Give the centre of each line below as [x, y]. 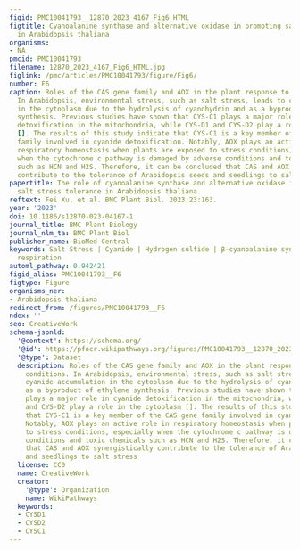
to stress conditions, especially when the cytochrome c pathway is [155, 432]
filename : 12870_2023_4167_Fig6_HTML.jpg [87, 68]
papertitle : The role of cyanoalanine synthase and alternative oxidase [147, 184]
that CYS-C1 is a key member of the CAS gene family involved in [150, 415]
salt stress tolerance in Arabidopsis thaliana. [109, 192]
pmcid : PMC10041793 [46, 59]
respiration [40, 258]
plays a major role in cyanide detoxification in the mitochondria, [155, 399]
